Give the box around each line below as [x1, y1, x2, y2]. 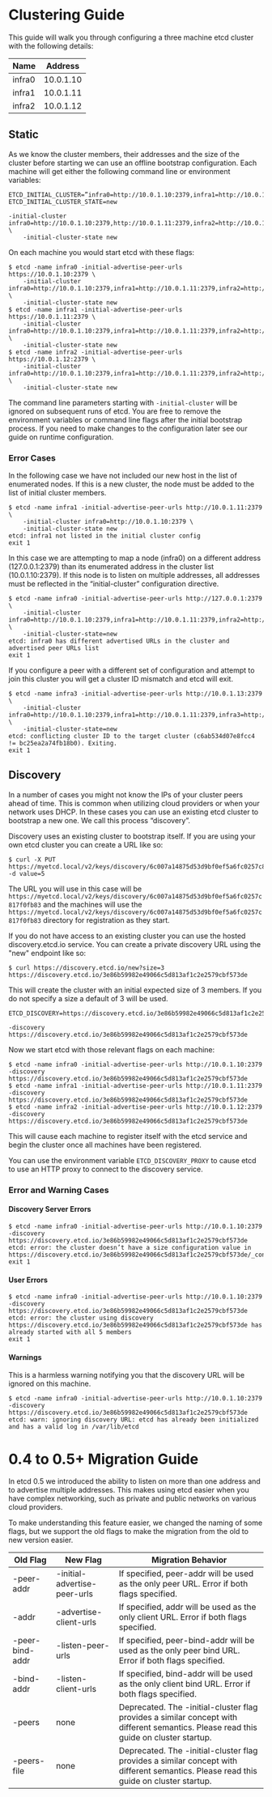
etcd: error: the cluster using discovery [8, 1314, 154, 1323]
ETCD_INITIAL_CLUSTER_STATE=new [8, 198, 117, 206]
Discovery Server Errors [8, 1204, 91, 1214]
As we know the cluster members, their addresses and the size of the [8, 149, 240, 159]
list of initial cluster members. [8, 488, 107, 498]
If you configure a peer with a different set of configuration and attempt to [8, 665, 255, 675]
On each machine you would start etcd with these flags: [8, 247, 195, 257]
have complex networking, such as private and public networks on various [8, 1493, 257, 1503]
